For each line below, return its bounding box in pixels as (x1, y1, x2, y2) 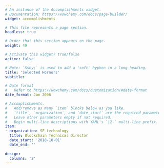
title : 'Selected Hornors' (5, 70, 60, 75)
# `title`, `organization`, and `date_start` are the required (5, 110, 141, 115)
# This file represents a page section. (5, 25, 89, 30)
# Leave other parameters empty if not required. (5, 115, 112, 120)
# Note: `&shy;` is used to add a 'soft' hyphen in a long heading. (5, 65, 147, 70)
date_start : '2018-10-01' (9, 138, 62, 143)
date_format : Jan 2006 (5, 93, 51, 97)
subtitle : (5, 74, 25, 79)
